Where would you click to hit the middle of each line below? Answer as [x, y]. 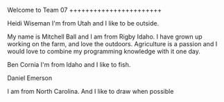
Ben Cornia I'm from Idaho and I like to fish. [69, 64]
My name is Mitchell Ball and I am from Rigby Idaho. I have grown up [105, 37]
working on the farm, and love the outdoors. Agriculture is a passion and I [112, 44]
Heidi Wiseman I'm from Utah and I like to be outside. [83, 23]
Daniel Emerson [30, 78]
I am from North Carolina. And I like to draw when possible [91, 91]
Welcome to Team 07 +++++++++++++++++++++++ [84, 10]
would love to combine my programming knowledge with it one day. [104, 51]
